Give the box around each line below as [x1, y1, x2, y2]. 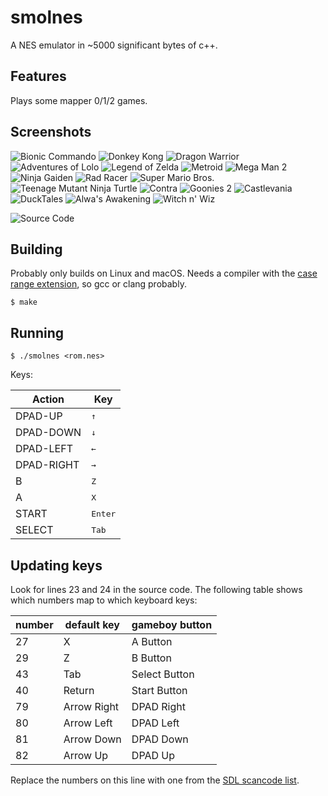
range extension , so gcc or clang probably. [10, 278, 187, 290]
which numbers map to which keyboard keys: [10, 594, 198, 606]
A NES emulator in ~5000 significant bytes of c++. [10, 39, 218, 51]
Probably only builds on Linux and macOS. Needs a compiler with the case [10, 267, 318, 280]
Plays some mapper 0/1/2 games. [10, 94, 148, 106]
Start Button [131, 684, 188, 697]
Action [32, 392, 65, 406]
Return [63, 684, 95, 697]
